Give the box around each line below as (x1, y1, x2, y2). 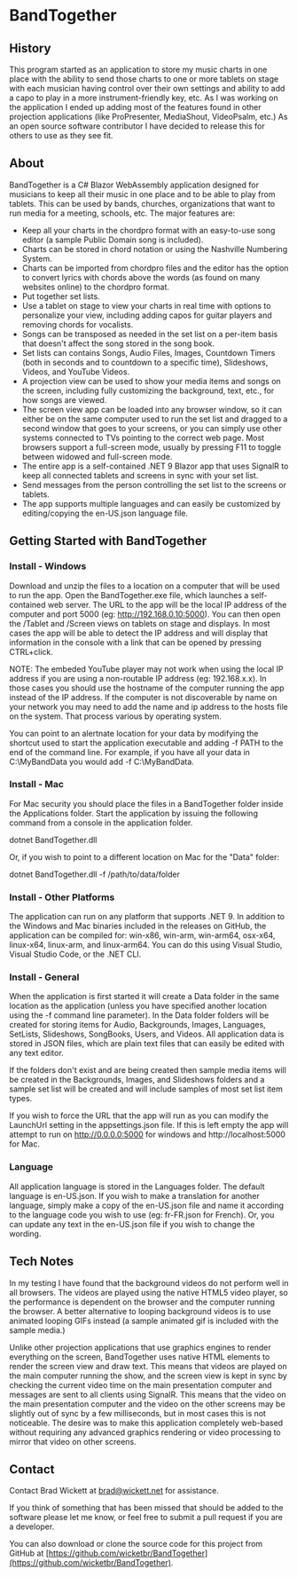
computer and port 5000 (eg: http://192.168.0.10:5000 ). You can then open (9, 609, 281, 619)
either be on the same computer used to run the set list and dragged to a (21, 414, 288, 424)
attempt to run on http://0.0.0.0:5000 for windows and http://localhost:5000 (9, 1129, 286, 1140)
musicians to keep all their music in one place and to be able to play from (9, 188, 276, 200)
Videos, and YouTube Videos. (21, 366, 130, 377)
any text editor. (9, 1048, 64, 1059)
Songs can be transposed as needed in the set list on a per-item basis (21, 328, 278, 339)
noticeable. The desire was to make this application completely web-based (9, 1417, 284, 1428)
